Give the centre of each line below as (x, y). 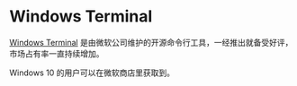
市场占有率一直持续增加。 (57, 53)
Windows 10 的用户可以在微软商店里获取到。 (92, 73)
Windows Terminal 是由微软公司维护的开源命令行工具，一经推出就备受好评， (151, 42)
